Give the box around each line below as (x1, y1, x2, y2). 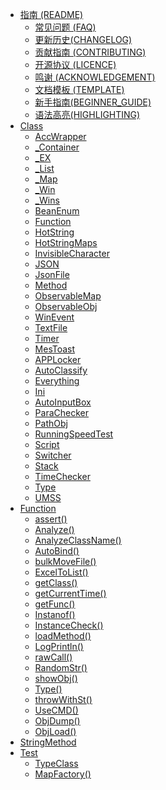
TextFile (34, 322, 68, 333)
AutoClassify (34, 364, 88, 376)
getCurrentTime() (34, 588, 107, 599)
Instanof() (34, 609, 76, 620)
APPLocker (34, 354, 82, 365)
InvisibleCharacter (34, 248, 110, 259)
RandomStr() (34, 662, 88, 673)
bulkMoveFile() (34, 556, 97, 567)
